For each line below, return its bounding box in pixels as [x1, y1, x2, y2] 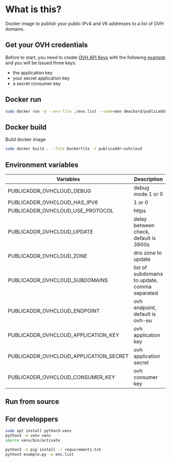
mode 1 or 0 [133, 190, 163, 198]
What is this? [5, 4, 62, 15]
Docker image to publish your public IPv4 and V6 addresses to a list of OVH [5, 20, 164, 27]
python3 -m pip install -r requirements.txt [5, 447, 101, 452]
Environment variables [5, 160, 79, 169]
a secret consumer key [12, 80, 61, 86]
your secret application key [12, 75, 70, 81]
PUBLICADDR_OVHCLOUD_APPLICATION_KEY [8, 331, 120, 338]
